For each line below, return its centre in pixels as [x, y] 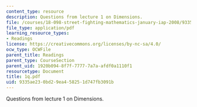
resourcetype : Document [35, 71]
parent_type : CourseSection [40, 60]
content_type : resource [35, 11]
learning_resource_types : [38, 33]
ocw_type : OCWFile [28, 50]
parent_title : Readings [35, 55]
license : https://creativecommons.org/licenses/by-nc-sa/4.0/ [84, 44]
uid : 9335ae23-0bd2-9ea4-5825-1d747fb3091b [60, 82]
